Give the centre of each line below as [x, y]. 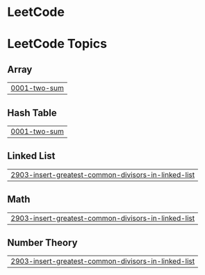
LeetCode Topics [57, 44]
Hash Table [32, 113]
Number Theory [42, 243]
